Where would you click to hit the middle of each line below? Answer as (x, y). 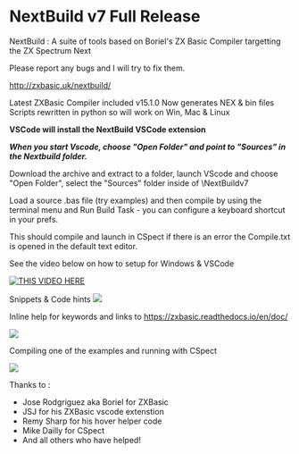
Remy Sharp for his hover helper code (92, 421)
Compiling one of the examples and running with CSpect (113, 350)
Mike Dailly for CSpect (63, 430)
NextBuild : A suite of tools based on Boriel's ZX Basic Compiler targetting (145, 41)
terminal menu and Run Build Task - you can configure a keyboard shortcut (147, 210)
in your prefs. (34, 219)
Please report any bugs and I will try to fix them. (97, 68)
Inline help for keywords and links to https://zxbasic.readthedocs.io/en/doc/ (149, 316)
